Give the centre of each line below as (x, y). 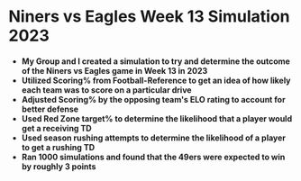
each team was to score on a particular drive (106, 90)
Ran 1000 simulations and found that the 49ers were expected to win (153, 157)
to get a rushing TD (58, 147)
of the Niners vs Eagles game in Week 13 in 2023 (114, 70)
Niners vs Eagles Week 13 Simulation (149, 17)
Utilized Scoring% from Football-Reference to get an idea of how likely (156, 80)
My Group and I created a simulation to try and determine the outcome (155, 61)
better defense (50, 109)
